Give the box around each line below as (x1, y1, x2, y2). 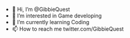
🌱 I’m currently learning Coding (11, 19, 90, 25)
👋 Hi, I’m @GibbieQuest (11, 6, 70, 13)
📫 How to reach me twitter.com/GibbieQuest (11, 25, 124, 33)
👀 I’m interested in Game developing (11, 12, 102, 19)
